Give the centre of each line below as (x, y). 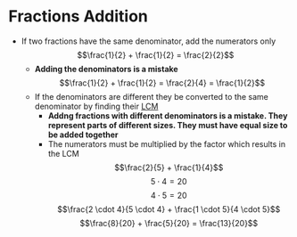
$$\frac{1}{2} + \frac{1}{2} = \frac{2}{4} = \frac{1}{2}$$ (162, 83)
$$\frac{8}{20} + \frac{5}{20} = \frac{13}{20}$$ (169, 223)
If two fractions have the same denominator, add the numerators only (148, 41)
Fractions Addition (78, 16)
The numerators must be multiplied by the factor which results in (167, 143)
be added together (83, 135)
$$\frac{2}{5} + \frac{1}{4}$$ (169, 168)
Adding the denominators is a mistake (107, 69)
